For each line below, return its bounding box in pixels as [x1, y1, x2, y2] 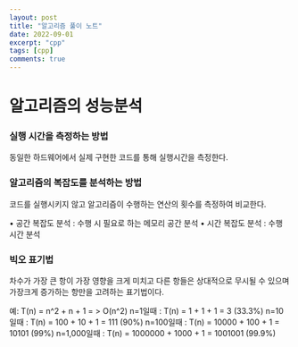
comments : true [9, 55, 66, 63]
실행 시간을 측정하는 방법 [9, 131, 109, 143]
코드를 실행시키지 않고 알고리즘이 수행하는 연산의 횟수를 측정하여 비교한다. [9, 199, 267, 209]
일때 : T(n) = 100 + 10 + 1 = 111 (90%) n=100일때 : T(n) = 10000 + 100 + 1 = [9, 317, 280, 327]
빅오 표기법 [9, 253, 54, 266]
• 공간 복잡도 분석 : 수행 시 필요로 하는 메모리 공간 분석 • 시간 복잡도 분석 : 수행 [9, 217, 284, 228]
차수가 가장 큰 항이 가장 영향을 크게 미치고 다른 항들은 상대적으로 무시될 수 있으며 [9, 275, 290, 286]
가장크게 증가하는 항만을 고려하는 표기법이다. [9, 287, 165, 298]
